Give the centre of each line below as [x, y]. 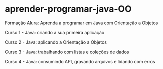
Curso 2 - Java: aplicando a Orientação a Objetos [56, 42]
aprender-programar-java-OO [68, 9]
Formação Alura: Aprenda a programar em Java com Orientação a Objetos [82, 23]
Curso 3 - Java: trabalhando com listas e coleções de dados [67, 52]
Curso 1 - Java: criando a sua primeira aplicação [55, 32]
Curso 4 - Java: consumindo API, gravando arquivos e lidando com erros [80, 61]
